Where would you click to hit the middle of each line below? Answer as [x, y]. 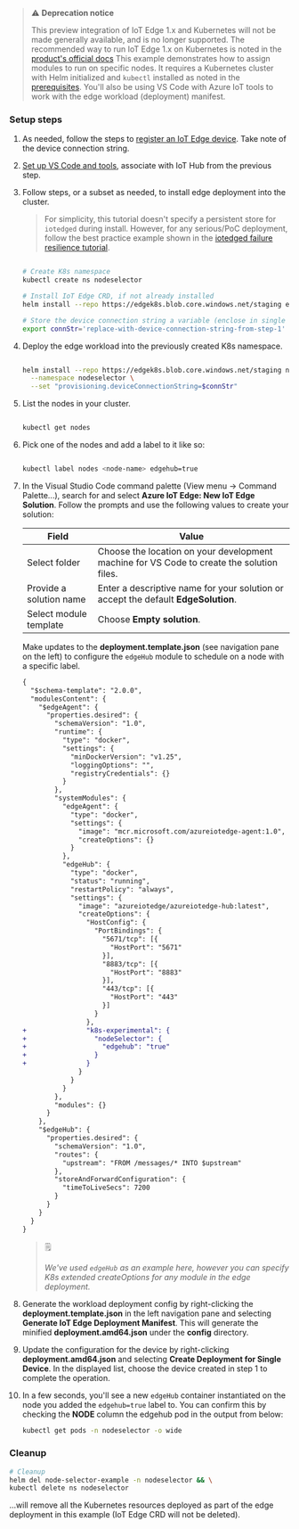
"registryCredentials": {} [120, 773]
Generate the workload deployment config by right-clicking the [137, 1303]
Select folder [53, 563]
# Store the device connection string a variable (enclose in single [154, 320]
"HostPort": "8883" [146, 972]
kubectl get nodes [56, 428]
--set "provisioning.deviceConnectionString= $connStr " [134, 387]
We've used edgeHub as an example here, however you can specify [166, 1267]
